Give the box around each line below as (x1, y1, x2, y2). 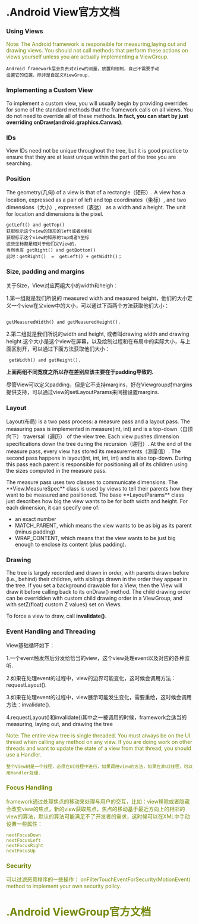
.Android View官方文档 (6, 5, 120, 19)
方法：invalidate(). (6, 701, 51, 708)
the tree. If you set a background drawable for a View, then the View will (6, 582, 182, 589)
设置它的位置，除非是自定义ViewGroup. (6, 72, 91, 78)
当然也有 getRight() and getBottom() (6, 247, 96, 253)
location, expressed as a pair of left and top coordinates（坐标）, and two (6, 196, 187, 203)
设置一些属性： (6, 820, 43, 827)
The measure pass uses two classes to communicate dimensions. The (6, 478, 178, 486)
